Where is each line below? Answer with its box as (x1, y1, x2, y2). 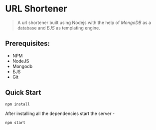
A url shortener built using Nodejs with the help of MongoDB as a (17, 19, 151, 25)
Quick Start (5, 88, 41, 97)
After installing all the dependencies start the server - (5, 110, 115, 116)
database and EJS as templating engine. (17, 24, 101, 30)
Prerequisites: (5, 39, 50, 48)
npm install (5, 101, 30, 106)
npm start (5, 120, 26, 125)
